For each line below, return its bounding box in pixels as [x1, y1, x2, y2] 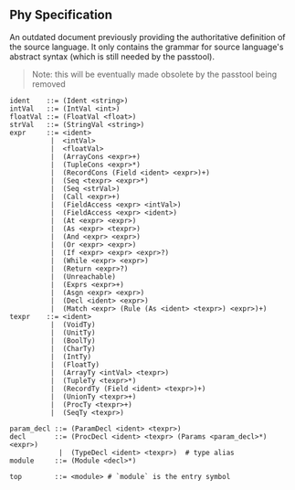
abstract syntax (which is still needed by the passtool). [9, 50, 215, 62]
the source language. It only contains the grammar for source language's [9, 41, 284, 52]
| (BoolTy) [49, 336, 96, 346]
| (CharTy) [49, 344, 96, 353]
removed [31, 78, 66, 90]
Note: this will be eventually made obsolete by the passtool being [31, 69, 278, 80]
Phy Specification [9, 7, 112, 23]
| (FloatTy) [49, 360, 100, 369]
